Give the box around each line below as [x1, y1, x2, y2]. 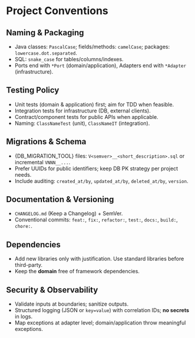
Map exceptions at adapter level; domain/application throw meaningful [14, 319, 186, 326]
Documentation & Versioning [6, 194, 114, 204]
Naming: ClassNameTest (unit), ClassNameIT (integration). [14, 120, 150, 127]
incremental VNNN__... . [14, 158, 71, 165]
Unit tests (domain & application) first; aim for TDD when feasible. [14, 101, 174, 108]
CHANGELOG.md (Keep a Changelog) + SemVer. [14, 210, 123, 217]
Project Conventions [6, 4, 109, 18]
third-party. [14, 261, 43, 269]
